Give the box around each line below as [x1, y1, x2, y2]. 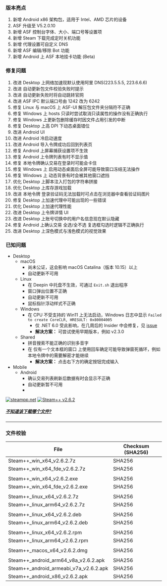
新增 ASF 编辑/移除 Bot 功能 [12, 48, 70, 53]
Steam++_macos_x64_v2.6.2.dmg [8, 547, 88, 554]
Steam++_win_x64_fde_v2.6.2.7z [8, 465, 86, 472]
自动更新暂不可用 [27, 381, 63, 387]
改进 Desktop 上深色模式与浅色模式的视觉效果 [12, 228, 107, 234]
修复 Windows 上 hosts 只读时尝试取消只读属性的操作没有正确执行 [12, 110, 148, 116]
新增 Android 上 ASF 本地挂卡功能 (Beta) [12, 53, 96, 60]
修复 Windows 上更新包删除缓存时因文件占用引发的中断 [12, 116, 126, 122]
